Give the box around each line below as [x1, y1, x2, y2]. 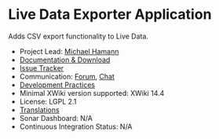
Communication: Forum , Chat [19, 71, 115, 81]
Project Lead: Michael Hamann [19, 46, 119, 56]
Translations [19, 104, 60, 115]
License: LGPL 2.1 [19, 97, 77, 106]
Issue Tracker [19, 63, 64, 72]
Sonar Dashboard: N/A [19, 113, 93, 123]
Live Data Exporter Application [8, 5, 212, 24]
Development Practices [19, 80, 96, 90]
